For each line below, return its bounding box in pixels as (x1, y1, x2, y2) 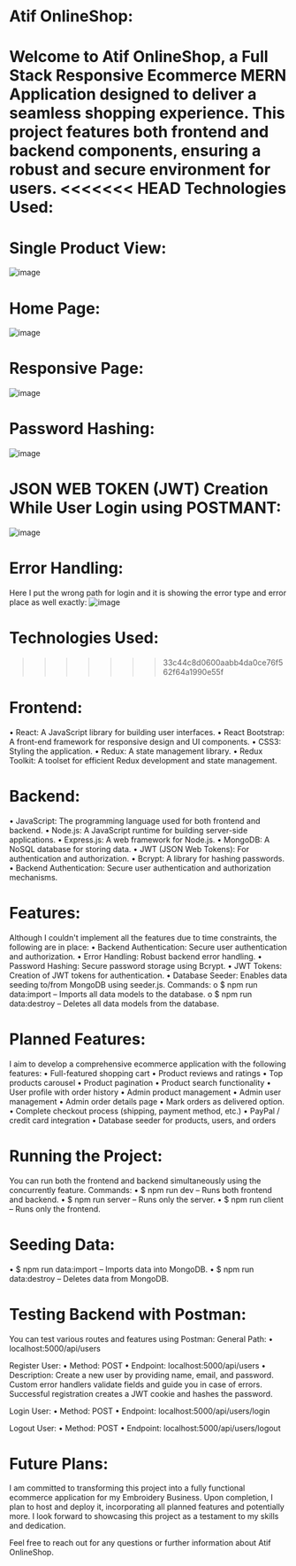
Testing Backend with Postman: (9, 1304, 247, 1324)
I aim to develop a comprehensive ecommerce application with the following (9, 1058, 286, 1069)
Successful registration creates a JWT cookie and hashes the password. (9, 1388, 273, 1399)
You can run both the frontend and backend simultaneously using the (9, 1175, 262, 1186)
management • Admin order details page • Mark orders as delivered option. (9, 1096, 285, 1106)
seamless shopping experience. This (9, 104, 285, 123)
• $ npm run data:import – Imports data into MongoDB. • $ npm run (9, 1264, 254, 1275)
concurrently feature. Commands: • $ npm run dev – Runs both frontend (9, 1184, 272, 1195)
